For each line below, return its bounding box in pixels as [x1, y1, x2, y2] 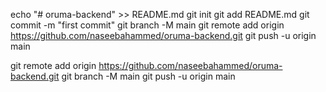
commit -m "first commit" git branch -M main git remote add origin [10, 19, 285, 31]
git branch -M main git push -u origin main [61, 70, 236, 82]
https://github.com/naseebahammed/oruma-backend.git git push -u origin [10, 30, 317, 41]
